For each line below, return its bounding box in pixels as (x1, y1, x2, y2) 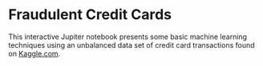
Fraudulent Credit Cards (8, 6, 172, 24)
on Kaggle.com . (8, 49, 61, 58)
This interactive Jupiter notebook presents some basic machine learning (8, 32, 247, 41)
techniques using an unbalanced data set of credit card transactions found (8, 40, 255, 49)
